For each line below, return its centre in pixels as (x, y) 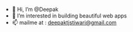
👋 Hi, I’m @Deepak (35, 9)
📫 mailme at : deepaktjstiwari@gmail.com (64, 22)
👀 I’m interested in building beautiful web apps (70, 16)
